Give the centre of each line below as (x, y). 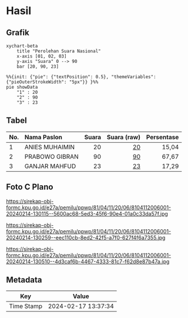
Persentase (162, 137)
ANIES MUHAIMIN (50, 147)
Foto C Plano (30, 187)
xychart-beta (22, 46)
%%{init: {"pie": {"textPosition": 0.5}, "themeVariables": (81, 77)
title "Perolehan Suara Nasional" (59, 51)
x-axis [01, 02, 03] (42, 56)
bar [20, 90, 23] (38, 66)
